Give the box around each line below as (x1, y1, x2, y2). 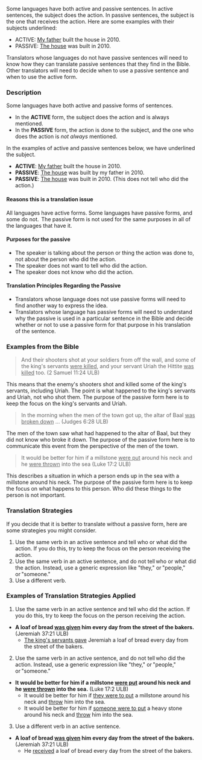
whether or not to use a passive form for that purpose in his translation (14, 321, 191, 328)
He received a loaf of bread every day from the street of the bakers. (24, 747, 193, 754)
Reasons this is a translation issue (6, 195, 93, 203)
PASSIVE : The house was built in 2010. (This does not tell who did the (14, 175, 189, 183)
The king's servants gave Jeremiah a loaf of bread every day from (24, 636, 189, 644)
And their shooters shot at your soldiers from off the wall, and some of (21, 356, 196, 363)
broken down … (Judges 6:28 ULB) (21, 418, 109, 426)
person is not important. (6, 491, 66, 499)
